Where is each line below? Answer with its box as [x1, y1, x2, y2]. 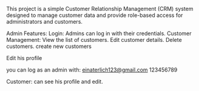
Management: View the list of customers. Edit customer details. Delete [6, 36, 182, 43]
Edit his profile [6, 55, 42, 61]
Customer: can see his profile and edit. [6, 78, 103, 85]
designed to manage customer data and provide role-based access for [6, 12, 183, 19]
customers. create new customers [6, 42, 92, 50]
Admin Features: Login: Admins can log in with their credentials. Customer [6, 30, 192, 37]
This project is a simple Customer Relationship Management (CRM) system [6, 5, 194, 12]
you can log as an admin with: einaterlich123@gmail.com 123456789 [6, 66, 178, 73]
